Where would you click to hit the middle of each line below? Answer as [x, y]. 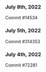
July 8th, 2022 [23, 7]
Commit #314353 [23, 41]
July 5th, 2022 [23, 31]
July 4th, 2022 [23, 54]
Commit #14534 [22, 18]
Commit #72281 [21, 65]
